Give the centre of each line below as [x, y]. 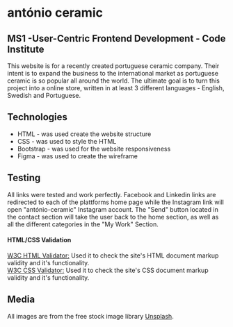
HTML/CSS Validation [39, 240]
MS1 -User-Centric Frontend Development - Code [116, 39]
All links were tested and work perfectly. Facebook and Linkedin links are [112, 194]
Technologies [38, 117]
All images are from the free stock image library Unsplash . [90, 316]
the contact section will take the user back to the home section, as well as [113, 217]
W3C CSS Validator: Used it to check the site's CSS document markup [108, 270]
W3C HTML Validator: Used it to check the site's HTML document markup [113, 255]
